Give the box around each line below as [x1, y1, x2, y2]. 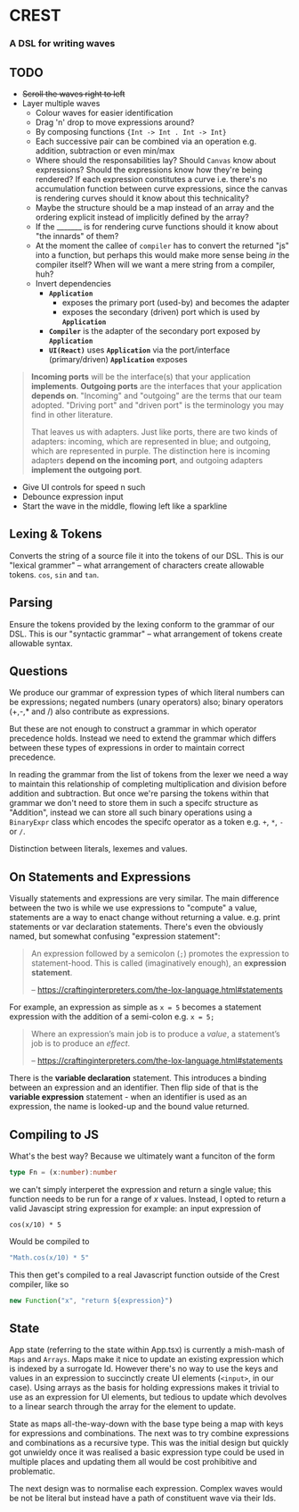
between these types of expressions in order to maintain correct [9, 743, 245, 753]
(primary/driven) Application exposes [48, 353, 189, 364]
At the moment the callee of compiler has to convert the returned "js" [35, 240, 289, 251]
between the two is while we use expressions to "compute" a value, [9, 902, 258, 913]
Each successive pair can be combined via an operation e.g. [35, 136, 257, 146]
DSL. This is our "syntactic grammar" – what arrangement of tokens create [9, 628, 283, 639]
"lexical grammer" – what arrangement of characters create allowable [9, 560, 264, 570]
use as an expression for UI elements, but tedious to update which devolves [9, 1392, 287, 1402]
